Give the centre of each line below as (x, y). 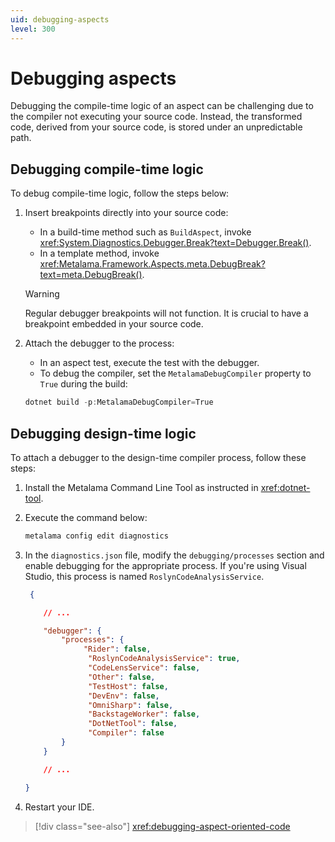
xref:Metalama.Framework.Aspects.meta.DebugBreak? (152, 264)
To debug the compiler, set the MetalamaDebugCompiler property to (175, 373)
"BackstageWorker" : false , (144, 714)
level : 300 (33, 29)
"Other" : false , (122, 677)
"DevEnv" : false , (124, 696)
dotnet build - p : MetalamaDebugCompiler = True (119, 402)
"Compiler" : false (126, 733)
